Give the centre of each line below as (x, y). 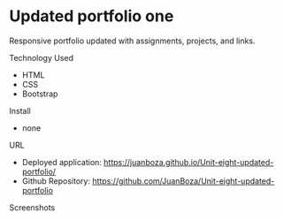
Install (20, 110)
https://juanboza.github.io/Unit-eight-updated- (188, 162)
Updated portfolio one (92, 16)
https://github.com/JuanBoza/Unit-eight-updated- (184, 181)
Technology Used (41, 57)
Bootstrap (40, 94)
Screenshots (32, 207)
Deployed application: (61, 162)
